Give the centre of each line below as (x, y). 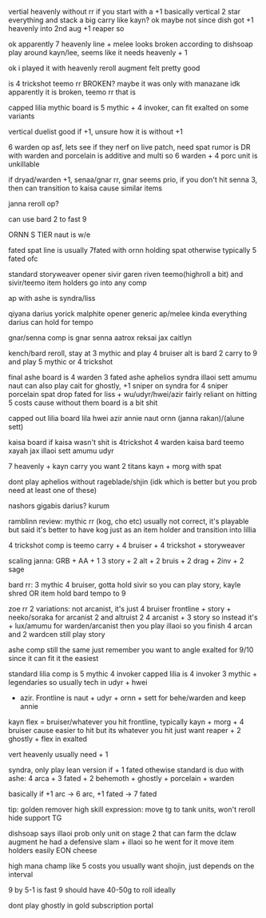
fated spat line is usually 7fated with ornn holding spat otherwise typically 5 (133, 250)
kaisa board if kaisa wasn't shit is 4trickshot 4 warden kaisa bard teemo (126, 442)
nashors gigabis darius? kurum (59, 506)
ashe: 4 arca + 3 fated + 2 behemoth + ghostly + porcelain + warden (121, 778)
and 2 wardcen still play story (57, 634)
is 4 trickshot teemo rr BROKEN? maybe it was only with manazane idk (125, 84)
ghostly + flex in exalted (48, 739)
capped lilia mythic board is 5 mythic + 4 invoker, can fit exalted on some (129, 108)
